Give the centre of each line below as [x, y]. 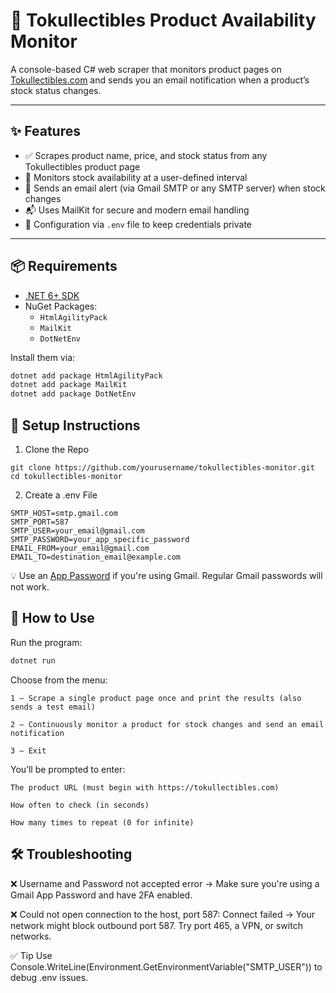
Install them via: [43, 357]
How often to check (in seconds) [80, 805]
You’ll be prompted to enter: [68, 769]
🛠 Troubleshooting [71, 854]
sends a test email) [53, 707]
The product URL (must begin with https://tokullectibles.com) [145, 787]
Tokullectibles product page [82, 166]
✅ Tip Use [31, 955]
